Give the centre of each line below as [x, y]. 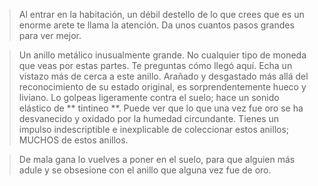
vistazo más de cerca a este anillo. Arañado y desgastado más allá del [163, 76]
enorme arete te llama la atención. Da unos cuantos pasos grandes [156, 25]
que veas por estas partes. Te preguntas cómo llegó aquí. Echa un [155, 65]
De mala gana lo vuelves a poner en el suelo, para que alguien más [157, 159]
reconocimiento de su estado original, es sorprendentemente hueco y [162, 87]
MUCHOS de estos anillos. [73, 140]
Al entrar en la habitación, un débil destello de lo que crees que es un [161, 14]
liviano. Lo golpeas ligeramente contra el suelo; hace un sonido [149, 97]
